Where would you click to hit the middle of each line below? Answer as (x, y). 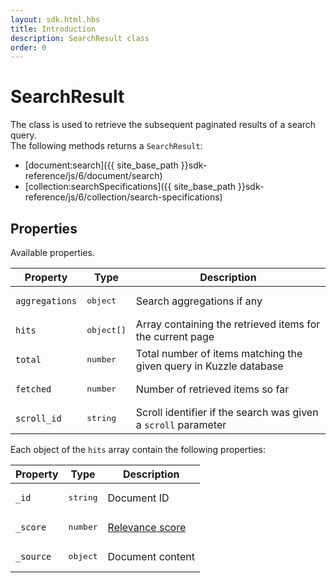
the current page (175, 336)
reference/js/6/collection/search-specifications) (123, 197)
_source (33, 556)
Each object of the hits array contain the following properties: (138, 449)
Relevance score (147, 527)
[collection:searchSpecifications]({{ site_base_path (130, 187)
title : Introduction (53, 29)
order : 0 (28, 47)
